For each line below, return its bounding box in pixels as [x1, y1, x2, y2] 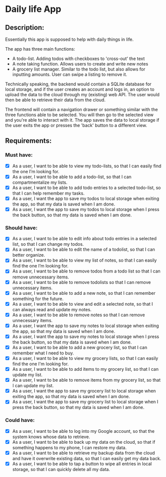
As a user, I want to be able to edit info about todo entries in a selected [12, 236, 157, 242]
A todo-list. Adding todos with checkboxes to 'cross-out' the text [12, 56, 145, 62]
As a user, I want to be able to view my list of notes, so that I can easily [12, 257, 157, 264]
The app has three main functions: [5, 46, 75, 52]
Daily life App [5, 3, 61, 15]
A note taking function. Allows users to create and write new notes [12, 61, 149, 67]
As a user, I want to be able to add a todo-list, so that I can [12, 174, 132, 180]
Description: [5, 23, 45, 32]
